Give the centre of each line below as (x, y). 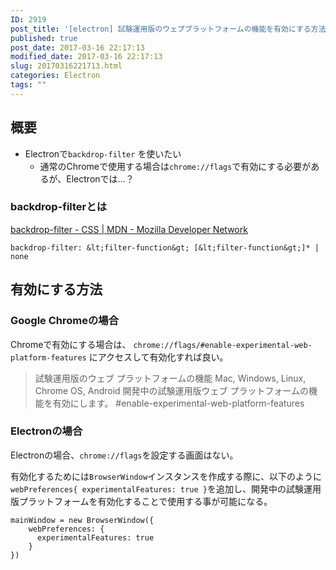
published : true (44, 38)
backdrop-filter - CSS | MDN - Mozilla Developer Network (129, 229)
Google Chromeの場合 (65, 321)
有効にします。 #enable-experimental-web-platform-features (178, 403)
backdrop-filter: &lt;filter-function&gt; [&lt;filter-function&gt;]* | (165, 247)
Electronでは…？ (100, 178)
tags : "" (28, 85)
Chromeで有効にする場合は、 (71, 344)
